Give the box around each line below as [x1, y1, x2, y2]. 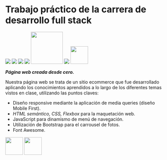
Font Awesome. [12, 127, 46, 133]
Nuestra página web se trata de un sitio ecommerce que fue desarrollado [5, 78, 159, 85]
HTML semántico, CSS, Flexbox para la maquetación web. [12, 110, 135, 116]
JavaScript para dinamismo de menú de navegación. [12, 116, 124, 122]
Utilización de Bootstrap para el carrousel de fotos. [12, 122, 120, 128]
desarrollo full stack [5, 14, 92, 26]
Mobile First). [12, 105, 41, 111]
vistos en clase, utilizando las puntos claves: [5, 90, 99, 96]
